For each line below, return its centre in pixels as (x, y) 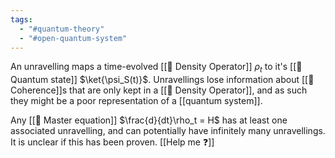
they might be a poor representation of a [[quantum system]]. (136, 101)
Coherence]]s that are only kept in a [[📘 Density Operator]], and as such (159, 90)
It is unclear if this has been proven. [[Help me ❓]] (112, 142)
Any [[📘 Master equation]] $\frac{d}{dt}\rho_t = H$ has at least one (149, 120)
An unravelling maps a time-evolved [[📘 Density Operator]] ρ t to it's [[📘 (156, 68)
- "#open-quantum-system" (73, 38)
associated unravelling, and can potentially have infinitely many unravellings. (168, 131)
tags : (21, 19)
